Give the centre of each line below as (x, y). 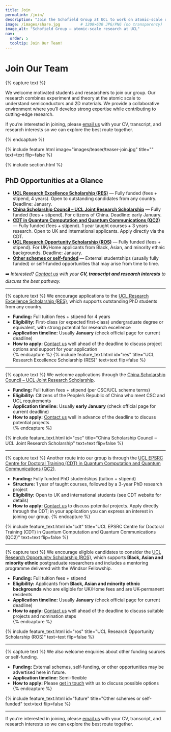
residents (22, 594)
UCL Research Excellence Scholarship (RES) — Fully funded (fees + (85, 193)
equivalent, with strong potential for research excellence (72, 327)
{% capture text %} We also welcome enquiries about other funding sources (85, 651)
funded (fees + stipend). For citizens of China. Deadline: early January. (87, 214)
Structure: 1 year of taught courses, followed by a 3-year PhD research (88, 484)
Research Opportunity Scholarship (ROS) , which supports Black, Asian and (84, 557)
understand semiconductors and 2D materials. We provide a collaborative (82, 103)
